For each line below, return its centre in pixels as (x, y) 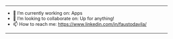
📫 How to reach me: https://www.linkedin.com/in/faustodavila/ (80, 24)
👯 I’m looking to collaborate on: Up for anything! (63, 18)
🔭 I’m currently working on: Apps (48, 13)
